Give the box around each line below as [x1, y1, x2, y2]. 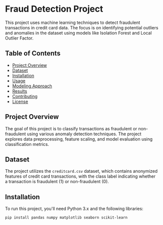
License [12, 99, 28, 104]
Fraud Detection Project [5, 3, 103, 15]
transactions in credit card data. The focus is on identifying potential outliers [5, 24, 159, 30]
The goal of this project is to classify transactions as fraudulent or [5, 125, 138, 131]
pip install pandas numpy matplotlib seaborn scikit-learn [5, 215, 128, 220]
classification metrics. [5, 141, 49, 147]
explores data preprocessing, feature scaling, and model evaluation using [5, 136, 153, 142]
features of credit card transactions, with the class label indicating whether [5, 173, 156, 179]
